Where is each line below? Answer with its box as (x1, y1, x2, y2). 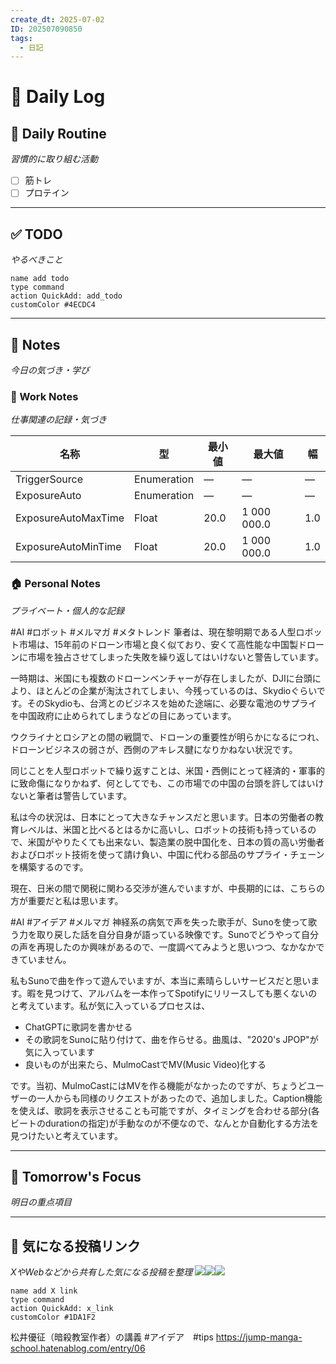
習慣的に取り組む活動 (10, 153, 98, 165)
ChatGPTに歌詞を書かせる (24, 1021, 133, 1033)
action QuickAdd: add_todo (10, 291, 123, 301)
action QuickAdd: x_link (10, 1304, 114, 1314)
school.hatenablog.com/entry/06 (10, 1342, 146, 1355)
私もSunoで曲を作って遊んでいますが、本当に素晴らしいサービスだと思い (10, 974, 312, 986)
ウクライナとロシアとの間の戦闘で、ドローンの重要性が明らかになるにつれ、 (10, 731, 325, 743)
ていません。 (18, 953, 72, 965)
